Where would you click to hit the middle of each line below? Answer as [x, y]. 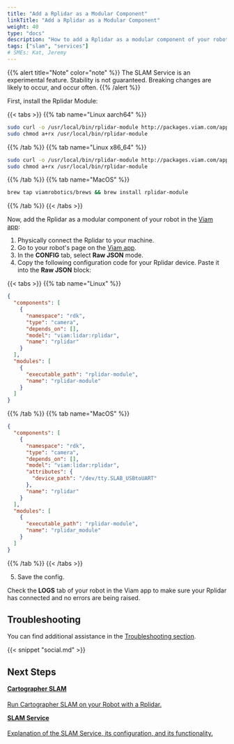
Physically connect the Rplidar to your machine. [86, 240]
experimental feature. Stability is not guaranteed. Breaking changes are [109, 80]
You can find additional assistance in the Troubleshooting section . [102, 636]
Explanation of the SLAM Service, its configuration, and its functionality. [110, 734]
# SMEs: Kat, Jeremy [37, 53]
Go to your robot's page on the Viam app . [77, 248]
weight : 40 [23, 27]
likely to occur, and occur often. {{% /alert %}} [74, 87]
